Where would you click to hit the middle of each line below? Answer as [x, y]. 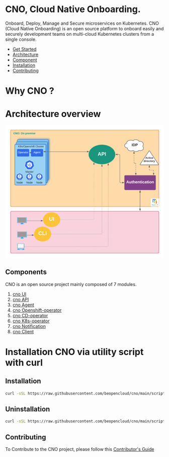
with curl [24, 362]
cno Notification [29, 326]
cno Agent [23, 305]
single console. [21, 39]
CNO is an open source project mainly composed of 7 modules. [71, 284]
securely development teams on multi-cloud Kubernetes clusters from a [80, 34]
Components [26, 272]
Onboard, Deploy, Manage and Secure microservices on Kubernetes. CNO [82, 23]
